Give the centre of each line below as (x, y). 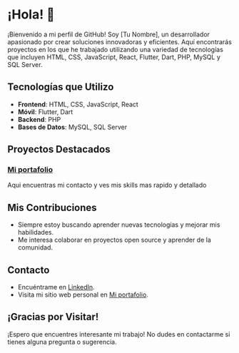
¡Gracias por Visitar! (53, 317)
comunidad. (35, 247)
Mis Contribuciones (52, 207)
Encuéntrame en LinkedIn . (56, 287)
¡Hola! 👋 (31, 15)
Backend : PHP (39, 119)
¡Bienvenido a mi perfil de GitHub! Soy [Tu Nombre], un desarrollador (109, 34)
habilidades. (36, 232)
